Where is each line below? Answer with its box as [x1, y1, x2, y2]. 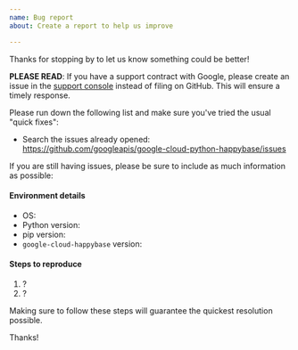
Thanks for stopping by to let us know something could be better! [9, 53, 250, 64]
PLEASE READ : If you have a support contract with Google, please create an [9, 70, 290, 81]
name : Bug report [9, 12, 74, 22]
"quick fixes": [9, 117, 60, 127]
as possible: [9, 170, 54, 181]
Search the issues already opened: [21, 134, 151, 144]
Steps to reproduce [9, 259, 82, 270]
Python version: [21, 219, 80, 230]
